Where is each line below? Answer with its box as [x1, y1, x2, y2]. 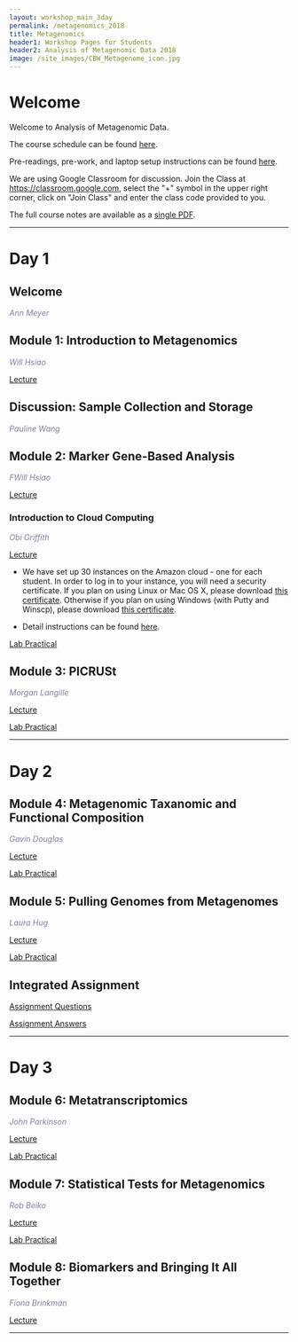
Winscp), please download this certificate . [21, 604, 176, 615]
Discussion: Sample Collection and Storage [9, 400, 254, 415]
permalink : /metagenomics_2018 [9, 21, 125, 30]
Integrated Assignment [9, 977, 140, 993]
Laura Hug [9, 917, 49, 928]
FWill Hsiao [9, 472, 51, 483]
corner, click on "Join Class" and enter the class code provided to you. [9, 192, 266, 202]
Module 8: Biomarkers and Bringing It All [9, 1260, 238, 1275]
